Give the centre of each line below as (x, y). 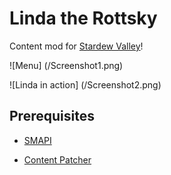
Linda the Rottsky (83, 18)
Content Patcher (57, 159)
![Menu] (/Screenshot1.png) (66, 65)
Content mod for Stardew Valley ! (76, 46)
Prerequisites (52, 116)
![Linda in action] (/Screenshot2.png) (85, 84)
